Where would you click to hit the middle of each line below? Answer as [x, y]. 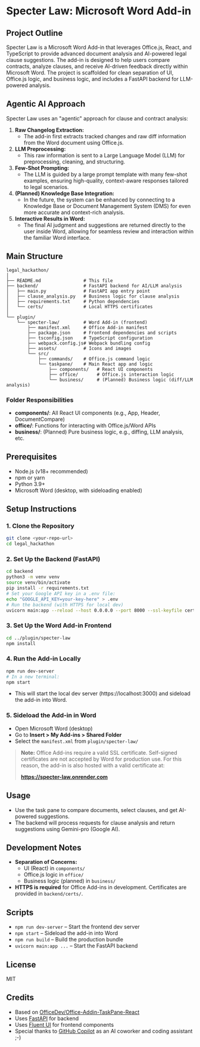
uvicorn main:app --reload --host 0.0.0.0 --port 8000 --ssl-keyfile [94, 610]
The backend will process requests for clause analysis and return [95, 823]
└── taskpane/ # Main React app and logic [95, 364]
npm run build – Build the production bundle [69, 940]
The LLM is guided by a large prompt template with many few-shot [105, 174]
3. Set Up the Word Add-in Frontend [59, 625]
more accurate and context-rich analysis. [74, 212]
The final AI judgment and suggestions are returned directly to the [104, 225]
